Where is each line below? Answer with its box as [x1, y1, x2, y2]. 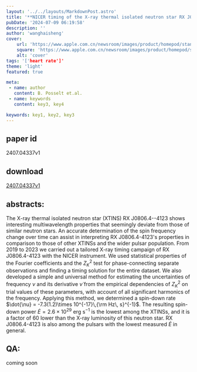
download [6, 166, 43, 177]
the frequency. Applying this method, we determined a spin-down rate [6, 294, 176, 301]
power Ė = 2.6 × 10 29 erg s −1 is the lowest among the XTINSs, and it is [21, 307, 190, 315]
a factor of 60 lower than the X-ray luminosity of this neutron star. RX [6, 314, 173, 321]
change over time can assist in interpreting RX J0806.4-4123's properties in [6, 233, 189, 240]
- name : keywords [8, 96, 51, 102]
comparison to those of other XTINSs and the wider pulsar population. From [6, 240, 189, 247]
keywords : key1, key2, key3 [6, 112, 75, 118]
